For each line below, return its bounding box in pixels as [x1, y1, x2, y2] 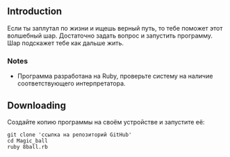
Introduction [7, 6, 63, 17]
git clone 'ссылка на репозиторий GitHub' [7, 131, 132, 138]
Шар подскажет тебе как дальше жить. [7, 38, 124, 47]
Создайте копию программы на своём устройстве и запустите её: [7, 117, 205, 126]
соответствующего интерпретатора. [17, 79, 126, 88]
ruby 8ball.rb [7, 143, 49, 150]
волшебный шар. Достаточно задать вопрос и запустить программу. [7, 31, 213, 40]
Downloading [7, 99, 66, 111]
